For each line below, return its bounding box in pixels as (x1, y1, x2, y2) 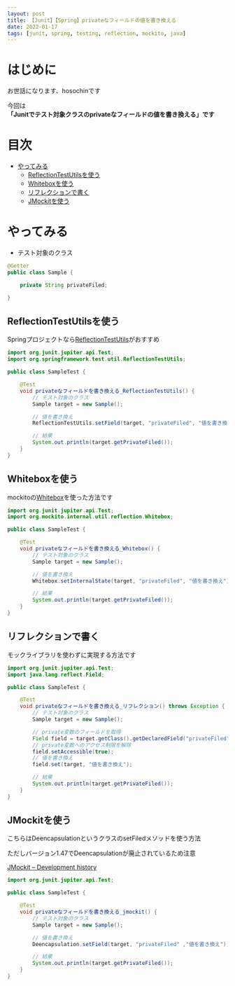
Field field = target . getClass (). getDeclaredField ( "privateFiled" (32, 735, 230, 742)
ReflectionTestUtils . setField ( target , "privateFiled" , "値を (32, 419, 212, 427)
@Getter (7, 263, 30, 270)
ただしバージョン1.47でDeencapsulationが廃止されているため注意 (7, 849, 196, 858)
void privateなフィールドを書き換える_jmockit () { (20, 908, 157, 916)
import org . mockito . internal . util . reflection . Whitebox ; (7, 513, 173, 520)
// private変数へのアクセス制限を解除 (32, 742, 131, 749)
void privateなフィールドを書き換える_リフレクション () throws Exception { (20, 703, 225, 710)
